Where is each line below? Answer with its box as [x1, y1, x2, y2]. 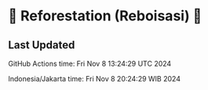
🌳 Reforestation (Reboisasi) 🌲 [8, 7, 203, 25]
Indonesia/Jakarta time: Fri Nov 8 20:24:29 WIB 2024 [8, 74, 181, 83]
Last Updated [8, 38, 75, 52]
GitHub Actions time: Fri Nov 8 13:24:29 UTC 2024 [8, 59, 172, 68]
